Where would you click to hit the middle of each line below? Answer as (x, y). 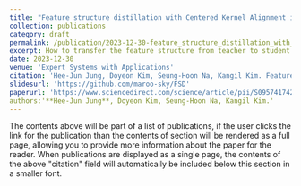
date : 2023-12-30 (42, 59)
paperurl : (28, 92)
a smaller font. (36, 173)
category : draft (39, 34)
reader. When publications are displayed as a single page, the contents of (145, 155)
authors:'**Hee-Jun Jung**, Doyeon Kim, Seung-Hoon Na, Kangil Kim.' (142, 101)
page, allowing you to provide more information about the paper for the (140, 145)
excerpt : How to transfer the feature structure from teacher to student (150, 51)
